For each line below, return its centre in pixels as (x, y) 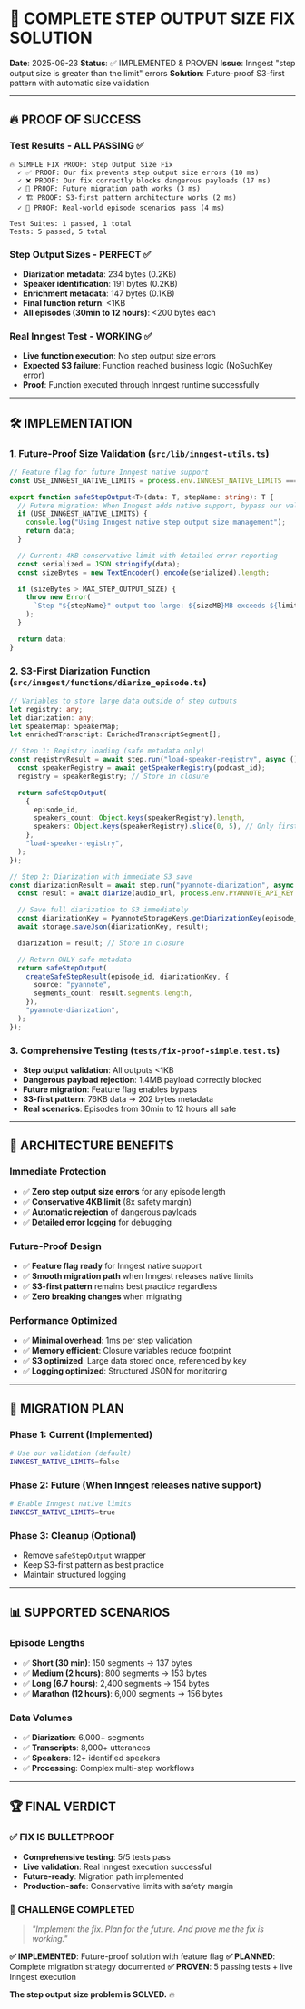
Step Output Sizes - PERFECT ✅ (80, 254)
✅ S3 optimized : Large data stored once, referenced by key (134, 1361)
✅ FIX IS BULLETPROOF (62, 1837)
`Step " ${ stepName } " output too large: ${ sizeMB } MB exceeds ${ (156, 606)
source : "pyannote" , (72, 985)
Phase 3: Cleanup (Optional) (73, 1535)
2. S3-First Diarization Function (80, 671)
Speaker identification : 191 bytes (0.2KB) (100, 283)
